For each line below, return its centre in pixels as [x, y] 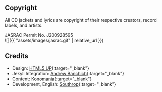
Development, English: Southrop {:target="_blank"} [64, 84]
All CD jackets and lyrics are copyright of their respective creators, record [81, 20]
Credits [17, 56]
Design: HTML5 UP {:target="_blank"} [51, 68]
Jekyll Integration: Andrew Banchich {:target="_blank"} [68, 73]
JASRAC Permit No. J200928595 [39, 35]
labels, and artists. [24, 25]
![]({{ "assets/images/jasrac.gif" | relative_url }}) [54, 40]
